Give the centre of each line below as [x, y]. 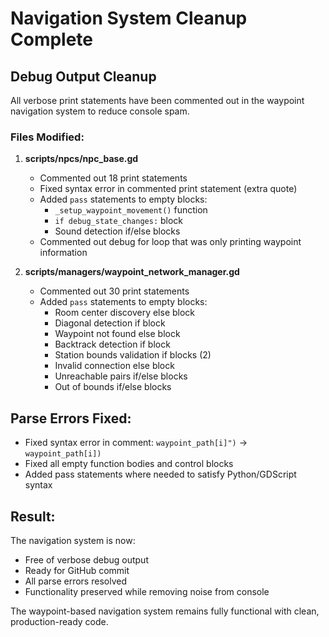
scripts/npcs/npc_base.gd [81, 159]
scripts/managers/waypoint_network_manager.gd [132, 272]
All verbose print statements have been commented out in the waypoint [157, 100]
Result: [33, 516]
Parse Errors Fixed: [71, 418]
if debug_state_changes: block [119, 221]
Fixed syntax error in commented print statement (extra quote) [168, 189]
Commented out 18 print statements [113, 178]
